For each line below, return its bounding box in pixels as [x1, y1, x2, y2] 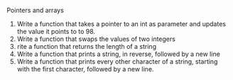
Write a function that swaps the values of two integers [16, 35, 175, 43]
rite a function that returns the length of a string [16, 42, 157, 50]
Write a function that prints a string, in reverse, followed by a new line [16, 50, 221, 58]
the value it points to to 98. [16, 28, 96, 35]
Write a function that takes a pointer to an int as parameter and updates [16, 20, 227, 28]
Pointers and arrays [6, 6, 65, 14]
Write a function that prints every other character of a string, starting [16, 57, 218, 66]
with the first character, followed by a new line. [16, 65, 154, 73]
